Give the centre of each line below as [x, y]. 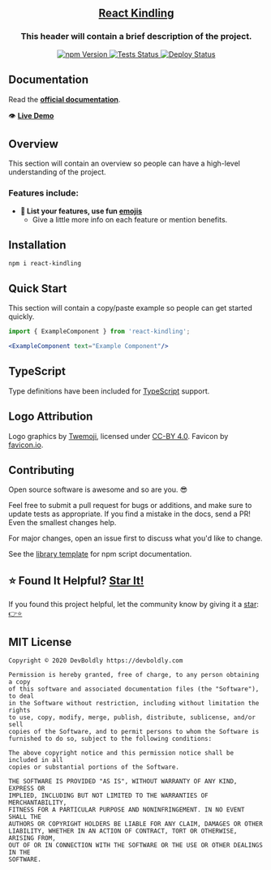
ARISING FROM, [32, 838]
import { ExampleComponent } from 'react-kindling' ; [99, 332]
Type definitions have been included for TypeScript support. [109, 391]
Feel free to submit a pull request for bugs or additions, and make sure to [130, 506]
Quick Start [38, 289]
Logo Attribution [51, 417]
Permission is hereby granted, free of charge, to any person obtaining [134, 675]
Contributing [41, 470]
